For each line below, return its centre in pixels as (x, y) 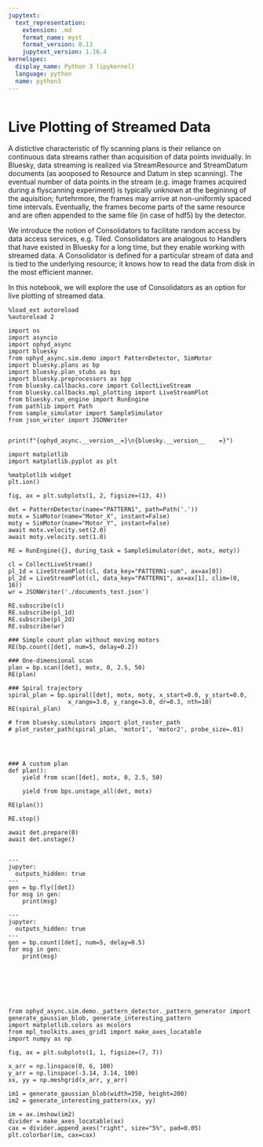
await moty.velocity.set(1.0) (58, 537)
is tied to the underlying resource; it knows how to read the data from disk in (131, 264)
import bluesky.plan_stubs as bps (65, 372)
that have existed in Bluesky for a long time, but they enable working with (126, 247)
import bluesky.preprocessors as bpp (70, 379)
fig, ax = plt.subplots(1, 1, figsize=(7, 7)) (86, 1053)
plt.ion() (24, 482)
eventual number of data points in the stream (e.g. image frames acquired (128, 182)
